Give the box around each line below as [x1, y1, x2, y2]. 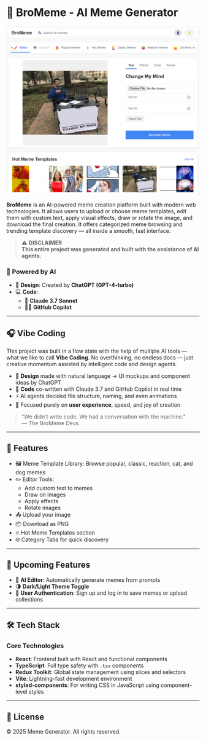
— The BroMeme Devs [21, 420, 79, 427]
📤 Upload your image [15, 511, 71, 518]
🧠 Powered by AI [6, 267, 56, 276]
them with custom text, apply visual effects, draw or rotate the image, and [6, 214, 193, 221]
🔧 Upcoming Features [6, 560, 91, 570]
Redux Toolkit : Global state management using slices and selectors [15, 668, 186, 676]
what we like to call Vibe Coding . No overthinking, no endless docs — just [6, 354, 194, 361]
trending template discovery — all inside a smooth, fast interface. [6, 227, 171, 234]
